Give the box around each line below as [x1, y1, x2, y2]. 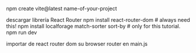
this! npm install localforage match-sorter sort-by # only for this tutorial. [6, 23, 181, 29]
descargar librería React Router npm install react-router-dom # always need [6, 16, 191, 23]
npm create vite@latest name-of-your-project [6, 5, 117, 12]
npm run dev [6, 29, 37, 36]
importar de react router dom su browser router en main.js [6, 41, 148, 47]
